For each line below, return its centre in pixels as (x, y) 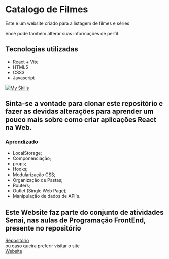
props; (19, 164)
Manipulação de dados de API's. (46, 196)
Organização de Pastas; (38, 180)
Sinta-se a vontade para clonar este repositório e (84, 104)
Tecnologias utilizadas (42, 49)
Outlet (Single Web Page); (40, 191)
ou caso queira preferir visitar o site (42, 246)
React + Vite (26, 62)
